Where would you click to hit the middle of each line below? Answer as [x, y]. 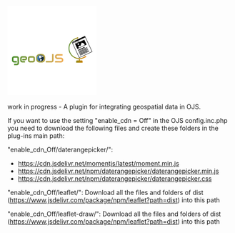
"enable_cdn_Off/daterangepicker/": [60, 149]
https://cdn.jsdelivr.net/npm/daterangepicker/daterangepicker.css [115, 179]
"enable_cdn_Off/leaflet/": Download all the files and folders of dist [105, 192]
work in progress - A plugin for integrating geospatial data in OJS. [104, 106]
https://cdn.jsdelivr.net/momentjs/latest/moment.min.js [99, 163]
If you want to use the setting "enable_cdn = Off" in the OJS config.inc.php [117, 120]
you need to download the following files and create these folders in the [113, 128]
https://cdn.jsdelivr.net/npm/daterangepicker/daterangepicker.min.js [118, 171]
